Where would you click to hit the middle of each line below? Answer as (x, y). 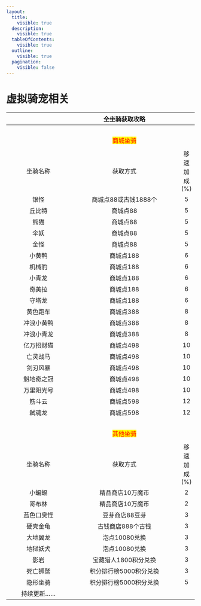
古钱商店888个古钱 (124, 526)
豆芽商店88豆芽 (124, 515)
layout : (16, 12)
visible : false (36, 67)
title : (20, 17)
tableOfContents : (33, 39)
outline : (22, 51)
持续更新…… (38, 594)
